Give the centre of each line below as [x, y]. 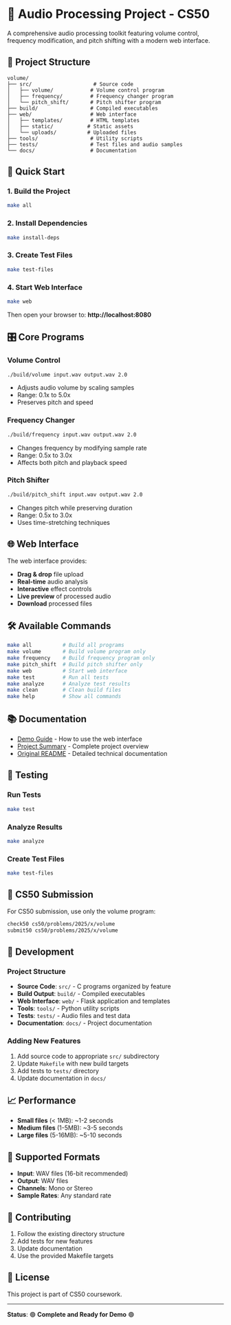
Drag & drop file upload [50, 574]
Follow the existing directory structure [71, 1233]
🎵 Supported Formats [54, 1157]
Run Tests [24, 795]
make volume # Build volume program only [77, 652]
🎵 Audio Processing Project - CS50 [109, 14]
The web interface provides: [47, 561]
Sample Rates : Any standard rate [64, 1195]
